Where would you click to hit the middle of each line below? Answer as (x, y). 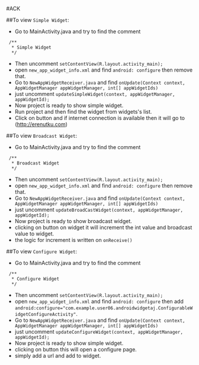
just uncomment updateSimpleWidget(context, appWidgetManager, (95, 94)
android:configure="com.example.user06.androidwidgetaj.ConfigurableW (104, 308)
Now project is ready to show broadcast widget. (73, 221)
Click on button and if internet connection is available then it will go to (100, 118)
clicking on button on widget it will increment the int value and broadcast (103, 227)
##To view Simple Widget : (38, 20)
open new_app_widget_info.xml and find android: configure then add (99, 301)
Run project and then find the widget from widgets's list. (83, 112)
